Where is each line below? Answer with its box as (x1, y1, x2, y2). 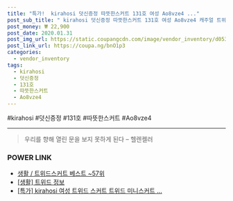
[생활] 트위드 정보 (17, 178, 65, 186)
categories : (7, 49, 42, 56)
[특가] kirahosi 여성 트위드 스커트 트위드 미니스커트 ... (17, 186, 163, 195)
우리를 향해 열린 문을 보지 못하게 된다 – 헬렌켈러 (24, 135, 153, 143)
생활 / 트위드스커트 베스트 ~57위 (17, 169, 105, 177)
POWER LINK (7, 152, 52, 162)
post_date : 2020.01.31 (7, 29, 73, 37)
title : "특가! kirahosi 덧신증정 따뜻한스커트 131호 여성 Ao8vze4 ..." (7, 10, 200, 17)
